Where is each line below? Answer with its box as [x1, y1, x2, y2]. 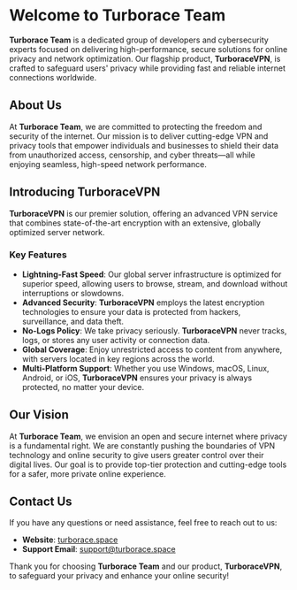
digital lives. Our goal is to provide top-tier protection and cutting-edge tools [9, 459, 287, 470]
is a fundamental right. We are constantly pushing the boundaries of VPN [9, 440, 276, 451]
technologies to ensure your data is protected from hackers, [21, 306, 241, 317]
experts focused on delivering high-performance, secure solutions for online [9, 43, 288, 54]
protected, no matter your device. [21, 381, 145, 392]
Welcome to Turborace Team [9, 5, 226, 26]
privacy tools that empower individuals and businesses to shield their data [9, 140, 279, 150]
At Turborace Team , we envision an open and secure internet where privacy [9, 431, 287, 441]
